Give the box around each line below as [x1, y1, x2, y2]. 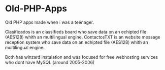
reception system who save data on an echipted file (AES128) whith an [5, 39, 149, 45]
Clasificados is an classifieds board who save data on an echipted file [5, 29, 147, 35]
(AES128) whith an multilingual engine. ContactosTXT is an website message [5, 34, 161, 40]
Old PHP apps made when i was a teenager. [5, 19, 94, 25]
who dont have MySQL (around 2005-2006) [5, 59, 95, 65]
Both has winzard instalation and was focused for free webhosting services [5, 54, 158, 60]
